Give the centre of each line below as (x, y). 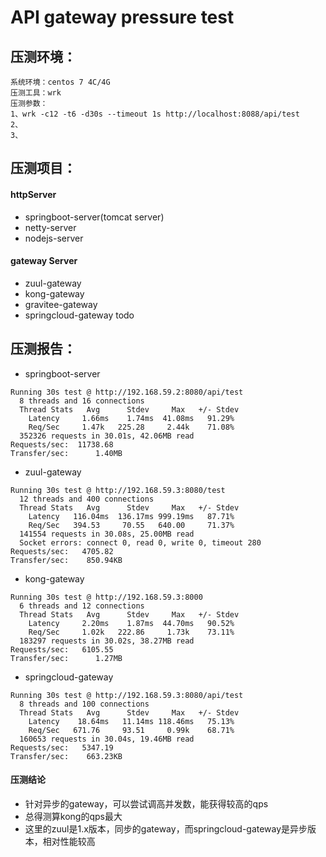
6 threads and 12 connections (82, 606)
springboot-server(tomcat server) (94, 217)
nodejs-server (54, 238)
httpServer (33, 194)
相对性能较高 (69, 841)
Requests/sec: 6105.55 (62, 649)
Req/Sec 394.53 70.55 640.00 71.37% (131, 525)
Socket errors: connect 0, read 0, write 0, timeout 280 (140, 542)
